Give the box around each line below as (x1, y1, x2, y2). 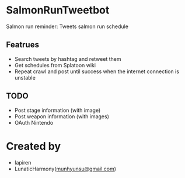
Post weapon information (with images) (14, 112, 110, 120)
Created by (6, 139, 61, 153)
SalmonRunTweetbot (6, 4, 110, 17)
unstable (14, 74, 36, 81)
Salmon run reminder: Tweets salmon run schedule (6, 23, 128, 30)
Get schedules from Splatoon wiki (14, 61, 96, 69)
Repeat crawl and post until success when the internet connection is (14, 68, 180, 75)
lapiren (14, 159, 32, 166)
